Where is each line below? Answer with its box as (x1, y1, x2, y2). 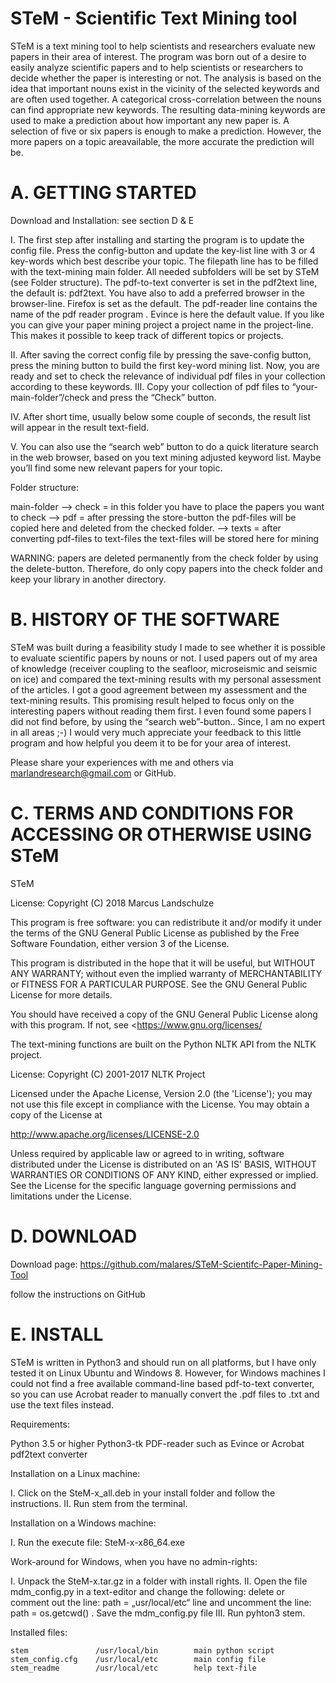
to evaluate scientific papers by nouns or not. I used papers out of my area (10, 652, 318, 664)
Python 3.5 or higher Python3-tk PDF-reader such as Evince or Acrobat (10, 1437, 305, 1449)
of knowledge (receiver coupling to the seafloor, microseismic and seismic (10, 662, 318, 674)
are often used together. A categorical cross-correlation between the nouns (10, 93, 322, 105)
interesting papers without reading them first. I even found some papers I (10, 705, 312, 717)
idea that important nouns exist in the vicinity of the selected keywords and (10, 82, 320, 94)
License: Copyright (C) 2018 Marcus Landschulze (10, 897, 215, 909)
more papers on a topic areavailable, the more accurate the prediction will (10, 135, 315, 147)
